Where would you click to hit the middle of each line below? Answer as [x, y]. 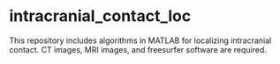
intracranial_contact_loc [100, 16]
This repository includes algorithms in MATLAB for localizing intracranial [140, 40]
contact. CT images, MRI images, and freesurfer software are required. [138, 49]
